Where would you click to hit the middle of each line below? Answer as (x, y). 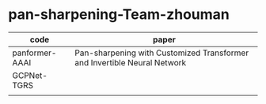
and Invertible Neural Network (131, 62)
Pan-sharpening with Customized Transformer (162, 53)
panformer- (34, 53)
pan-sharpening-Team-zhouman (119, 15)
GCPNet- (30, 75)
